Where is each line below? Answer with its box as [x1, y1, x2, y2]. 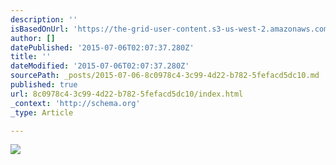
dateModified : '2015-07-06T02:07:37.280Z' [10, 61, 190, 71]
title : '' [10, 52, 52, 62]
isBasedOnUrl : [10, 24, 70, 34]
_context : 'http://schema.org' [10, 98, 141, 108]
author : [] [10, 33, 56, 43]
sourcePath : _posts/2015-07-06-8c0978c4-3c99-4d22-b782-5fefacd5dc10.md [10, 71, 320, 81]
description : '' [10, 14, 78, 25]
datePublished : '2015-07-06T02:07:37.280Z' [10, 42, 195, 53]
